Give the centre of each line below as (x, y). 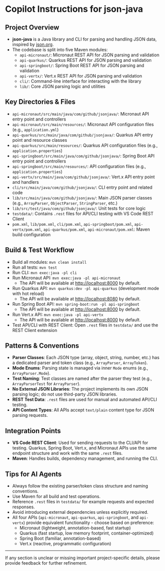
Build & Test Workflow (40, 250)
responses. (24, 507)
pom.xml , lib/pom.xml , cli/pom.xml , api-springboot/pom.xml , (73, 224)
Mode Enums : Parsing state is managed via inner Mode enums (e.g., (80, 368)
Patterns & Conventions (42, 346)
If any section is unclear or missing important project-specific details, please (82, 558)
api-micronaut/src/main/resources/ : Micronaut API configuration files (83, 124)
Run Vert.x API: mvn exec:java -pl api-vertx (58, 314)
